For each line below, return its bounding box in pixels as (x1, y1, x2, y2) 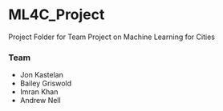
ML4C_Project (8, 6, 105, 24)
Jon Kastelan (19, 70, 64, 80)
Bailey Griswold (19, 78, 72, 89)
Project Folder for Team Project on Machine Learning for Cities (8, 32, 215, 42)
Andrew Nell (19, 96, 62, 105)
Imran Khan (19, 87, 59, 97)
